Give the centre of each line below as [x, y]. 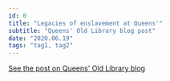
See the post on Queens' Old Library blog [77, 68]
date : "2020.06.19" [41, 38]
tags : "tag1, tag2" [41, 46]
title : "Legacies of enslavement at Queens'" [85, 23]
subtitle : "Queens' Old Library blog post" [82, 30]
